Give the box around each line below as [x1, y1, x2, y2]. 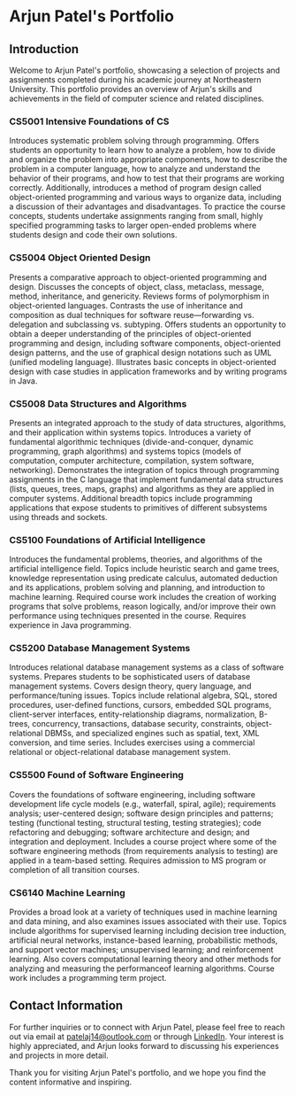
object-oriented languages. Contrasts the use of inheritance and [9, 299, 243, 311]
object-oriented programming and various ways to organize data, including [9, 192, 282, 203]
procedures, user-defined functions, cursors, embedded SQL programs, [9, 700, 272, 711]
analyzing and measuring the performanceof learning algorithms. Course [9, 963, 276, 974]
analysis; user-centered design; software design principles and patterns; [9, 808, 274, 819]
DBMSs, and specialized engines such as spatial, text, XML [44, 728, 260, 739]
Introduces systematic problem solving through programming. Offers [9, 136, 260, 146]
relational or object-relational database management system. [9, 747, 231, 758]
